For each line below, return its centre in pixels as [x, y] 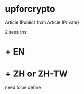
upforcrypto [30, 9]
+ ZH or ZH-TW [37, 74]
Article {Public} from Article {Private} [42, 22]
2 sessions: [17, 32]
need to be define [23, 87]
